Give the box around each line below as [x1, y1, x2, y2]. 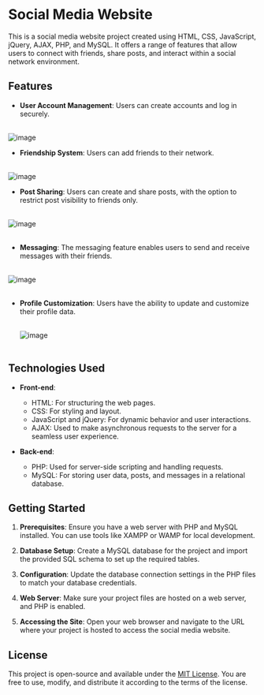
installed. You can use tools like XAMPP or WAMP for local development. [19, 531, 255, 540]
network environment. [8, 57, 80, 66]
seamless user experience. [31, 432, 120, 441]
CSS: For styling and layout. [31, 406, 122, 416]
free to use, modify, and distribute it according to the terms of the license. [8, 678, 248, 687]
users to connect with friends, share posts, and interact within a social [8, 48, 236, 58]
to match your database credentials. [19, 578, 137, 588]
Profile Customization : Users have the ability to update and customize [19, 298, 250, 308]
